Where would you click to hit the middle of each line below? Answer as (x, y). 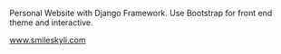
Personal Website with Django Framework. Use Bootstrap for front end (141, 13)
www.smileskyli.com (48, 40)
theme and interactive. (51, 22)
